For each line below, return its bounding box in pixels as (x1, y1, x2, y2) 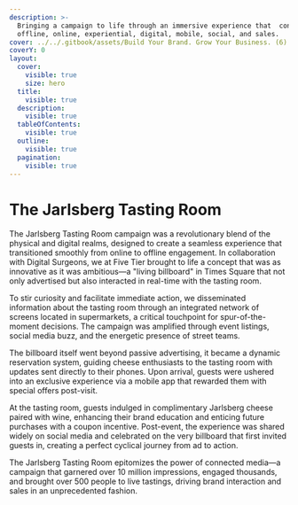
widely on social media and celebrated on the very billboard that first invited (9, 431, 286, 441)
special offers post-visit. (9, 385, 98, 396)
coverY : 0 (9, 46, 46, 55)
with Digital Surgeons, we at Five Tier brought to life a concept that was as (9, 257, 281, 268)
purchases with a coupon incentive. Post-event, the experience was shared (9, 422, 286, 432)
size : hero (25, 79, 66, 88)
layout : (9, 54, 38, 63)
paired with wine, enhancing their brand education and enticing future (9, 412, 265, 423)
